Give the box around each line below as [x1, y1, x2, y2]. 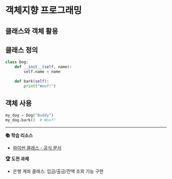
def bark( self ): [14, 78, 50, 84]
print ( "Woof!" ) [24, 83, 56, 89]
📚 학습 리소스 [5, 132, 33, 138]
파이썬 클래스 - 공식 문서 [12, 145, 61, 151]
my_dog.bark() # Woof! [5, 117, 56, 123]
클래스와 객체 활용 [5, 27, 58, 35]
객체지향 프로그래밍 [5, 5, 82, 16]
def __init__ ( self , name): [14, 65, 72, 70]
